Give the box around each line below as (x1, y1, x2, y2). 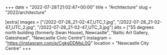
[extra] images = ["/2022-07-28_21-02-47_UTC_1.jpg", (5, 19, 116, 25)
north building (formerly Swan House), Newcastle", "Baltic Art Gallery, (5, 30, 149, 35)
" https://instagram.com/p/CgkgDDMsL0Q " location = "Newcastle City (5, 40, 149, 46)
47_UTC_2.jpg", (5, 24, 36, 30)
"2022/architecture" (5, 9, 46, 15)
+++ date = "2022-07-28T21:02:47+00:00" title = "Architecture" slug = (5, 4, 152, 10)
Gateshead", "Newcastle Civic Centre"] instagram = (5, 35, 111, 41)
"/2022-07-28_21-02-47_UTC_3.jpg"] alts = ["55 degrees (37, 24, 154, 30)
